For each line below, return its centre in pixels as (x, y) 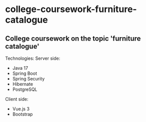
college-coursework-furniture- (71, 9)
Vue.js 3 (21, 109)
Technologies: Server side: (33, 58)
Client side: (17, 99)
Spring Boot (25, 73)
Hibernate (23, 84)
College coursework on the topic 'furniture (73, 38)
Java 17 (20, 68)
